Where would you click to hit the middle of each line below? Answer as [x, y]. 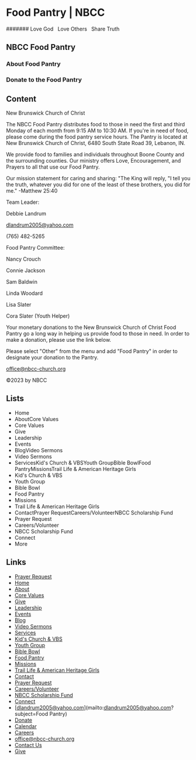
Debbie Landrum [26, 213]
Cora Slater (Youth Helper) [38, 316]
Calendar [25, 726]
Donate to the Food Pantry [44, 80]
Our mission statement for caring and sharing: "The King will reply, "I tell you [98, 178]
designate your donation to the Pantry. [52, 357]
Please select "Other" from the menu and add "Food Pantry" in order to [92, 351]
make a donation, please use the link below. [59, 339]
